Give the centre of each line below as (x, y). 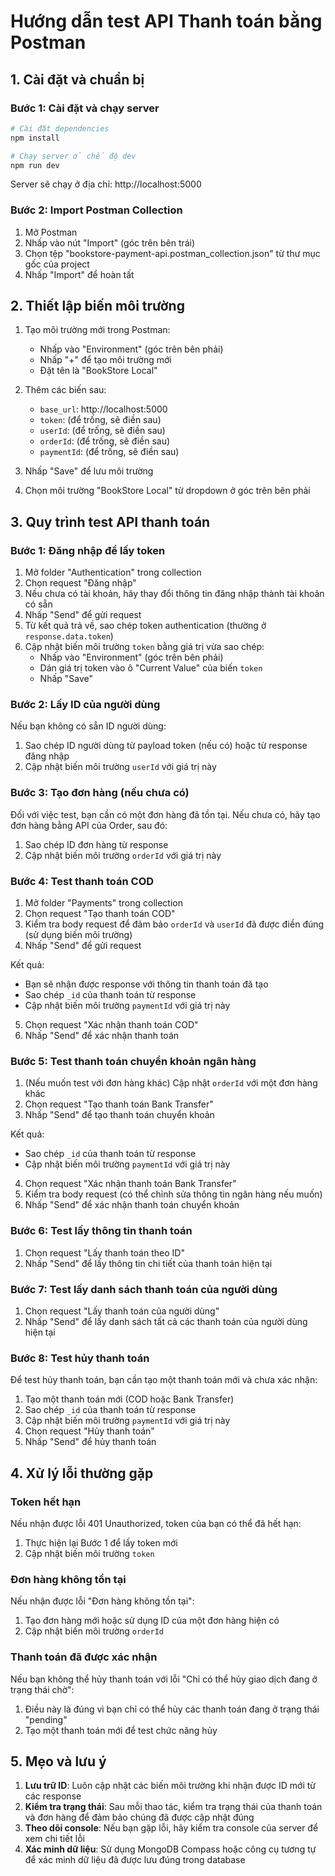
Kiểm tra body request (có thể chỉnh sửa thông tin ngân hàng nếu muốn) (173, 1194)
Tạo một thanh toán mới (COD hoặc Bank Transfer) (129, 1399)
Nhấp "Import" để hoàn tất (79, 274)
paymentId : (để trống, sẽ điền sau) (109, 452)
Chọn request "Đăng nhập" (80, 583)
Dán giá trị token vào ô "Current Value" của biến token (151, 668)
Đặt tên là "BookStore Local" (98, 371)
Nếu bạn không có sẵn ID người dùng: (88, 726)
